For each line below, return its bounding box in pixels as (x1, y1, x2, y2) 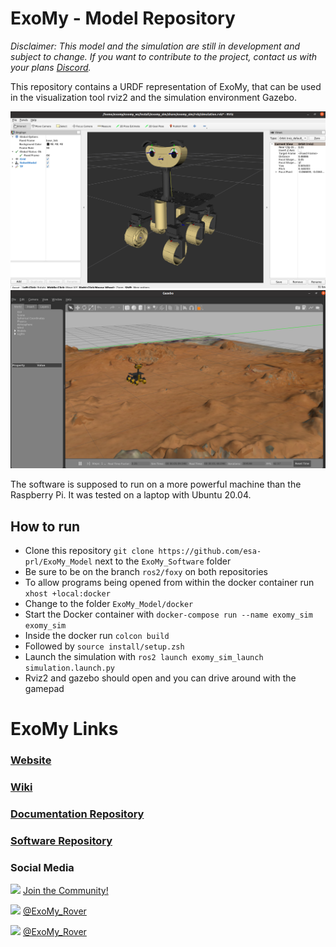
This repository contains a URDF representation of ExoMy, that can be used (10, 80, 322, 92)
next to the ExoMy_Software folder (94, 555, 232, 567)
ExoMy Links (10, 718, 119, 741)
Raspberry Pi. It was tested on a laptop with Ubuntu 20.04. (10, 489, 252, 501)
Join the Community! (22, 885, 109, 897)
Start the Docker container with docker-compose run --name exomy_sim (24, 608, 313, 621)
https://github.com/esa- (158, 547, 262, 557)
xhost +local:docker (24, 589, 111, 599)
